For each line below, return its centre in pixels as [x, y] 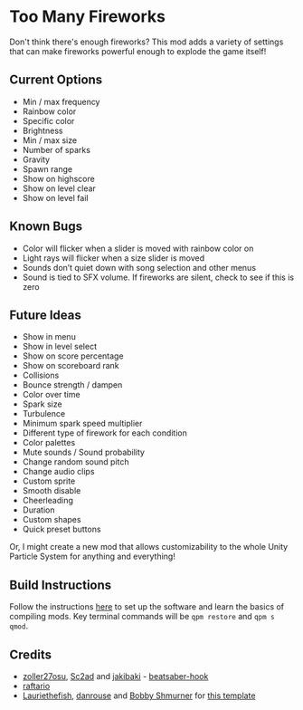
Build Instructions [61, 585]
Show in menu [49, 337]
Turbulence [44, 414]
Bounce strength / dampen [72, 385]
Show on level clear [59, 188]
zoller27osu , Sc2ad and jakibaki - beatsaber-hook [115, 676]
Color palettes [49, 443]
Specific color [48, 120]
